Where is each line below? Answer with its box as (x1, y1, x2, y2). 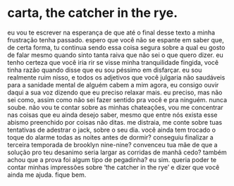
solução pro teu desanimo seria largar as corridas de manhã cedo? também (7, 148, 227, 156)
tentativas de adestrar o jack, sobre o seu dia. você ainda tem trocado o (7, 125, 216, 134)
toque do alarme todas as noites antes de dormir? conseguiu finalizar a (7, 132, 214, 142)
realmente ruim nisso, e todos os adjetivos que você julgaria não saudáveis (7, 73, 226, 82)
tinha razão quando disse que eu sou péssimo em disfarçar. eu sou (7, 66, 202, 74)
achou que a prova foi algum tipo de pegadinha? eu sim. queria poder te (7, 155, 217, 163)
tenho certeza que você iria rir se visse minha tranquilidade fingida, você (7, 58, 219, 66)
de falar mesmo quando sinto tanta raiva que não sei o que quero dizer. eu (7, 51, 223, 59)
